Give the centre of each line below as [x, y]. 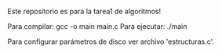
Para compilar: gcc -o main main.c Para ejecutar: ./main [97, 26]
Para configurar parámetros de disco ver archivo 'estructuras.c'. [111, 41]
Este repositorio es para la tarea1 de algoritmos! [84, 11]
